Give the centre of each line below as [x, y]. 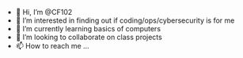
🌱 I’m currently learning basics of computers [88, 29]
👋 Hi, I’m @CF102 [44, 12]
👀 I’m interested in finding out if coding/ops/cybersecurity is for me [125, 20]
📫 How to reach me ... [52, 46]
